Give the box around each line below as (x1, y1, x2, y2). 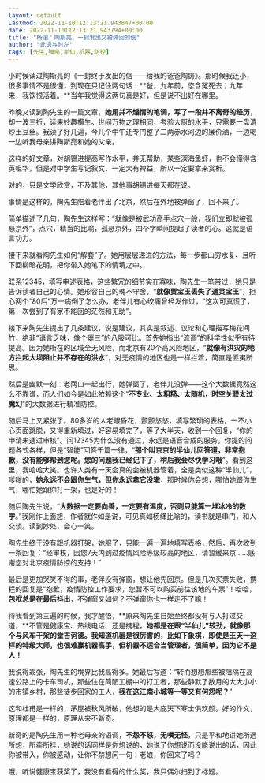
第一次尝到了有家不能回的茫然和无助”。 (8, 307, 136, 315)
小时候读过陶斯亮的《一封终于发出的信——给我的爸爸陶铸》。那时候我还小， (8, 71, 254, 80)
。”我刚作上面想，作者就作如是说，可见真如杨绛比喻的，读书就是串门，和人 (15, 512, 257, 520)
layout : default (8, 11, 62, 20)
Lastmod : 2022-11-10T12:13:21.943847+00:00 (8, 19, 154, 27)
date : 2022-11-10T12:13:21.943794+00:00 (8, 26, 144, 34)
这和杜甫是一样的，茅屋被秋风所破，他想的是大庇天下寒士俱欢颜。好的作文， (8, 703, 257, 713)
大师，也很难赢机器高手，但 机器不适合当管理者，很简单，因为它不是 (35, 640, 257, 650)
